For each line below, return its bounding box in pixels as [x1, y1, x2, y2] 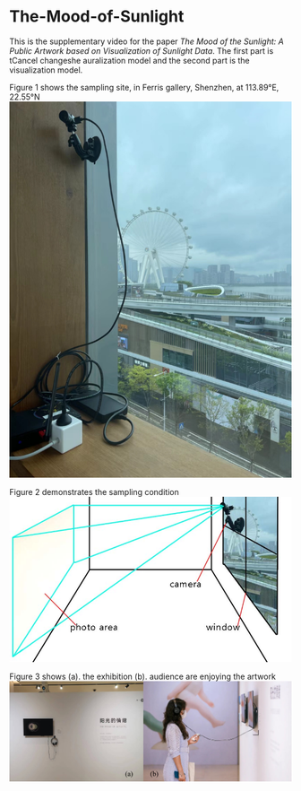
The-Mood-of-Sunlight [9, 6, 185, 27]
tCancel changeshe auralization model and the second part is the [9, 55, 250, 65]
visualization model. [9, 65, 83, 75]
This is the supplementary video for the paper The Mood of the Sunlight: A [9, 36, 284, 47]
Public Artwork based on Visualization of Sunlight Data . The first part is [9, 45, 274, 56]
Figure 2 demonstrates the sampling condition [9, 487, 179, 498]
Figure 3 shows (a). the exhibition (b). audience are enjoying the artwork [9, 671, 276, 682]
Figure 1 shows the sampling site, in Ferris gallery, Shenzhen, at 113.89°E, [9, 82, 279, 92]
